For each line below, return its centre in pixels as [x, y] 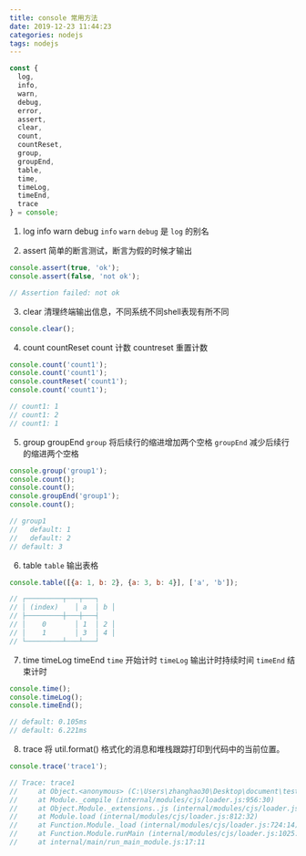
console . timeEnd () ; [46, 705]
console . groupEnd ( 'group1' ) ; [65, 496]
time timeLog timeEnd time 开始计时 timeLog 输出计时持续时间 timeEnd [153, 660]
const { [24, 68]
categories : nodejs [46, 35]
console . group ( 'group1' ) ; [58, 471]
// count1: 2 [34, 415]
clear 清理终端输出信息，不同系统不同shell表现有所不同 [126, 311]
